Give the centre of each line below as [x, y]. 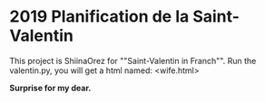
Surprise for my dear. [50, 88]
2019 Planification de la [99, 17]
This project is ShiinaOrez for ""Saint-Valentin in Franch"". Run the [133, 60]
